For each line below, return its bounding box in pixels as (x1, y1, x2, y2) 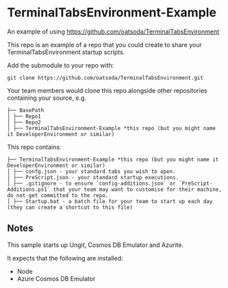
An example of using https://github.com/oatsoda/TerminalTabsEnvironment (7, 27, 220, 36)
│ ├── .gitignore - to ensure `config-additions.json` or (7, 180, 176, 187)
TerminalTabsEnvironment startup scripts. (7, 48, 125, 56)
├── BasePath (7, 107, 45, 114)
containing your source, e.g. (7, 94, 87, 102)
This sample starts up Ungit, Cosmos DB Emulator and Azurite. (7, 241, 183, 249)
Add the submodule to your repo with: (7, 61, 114, 69)
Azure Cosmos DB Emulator (16, 274, 96, 283)
